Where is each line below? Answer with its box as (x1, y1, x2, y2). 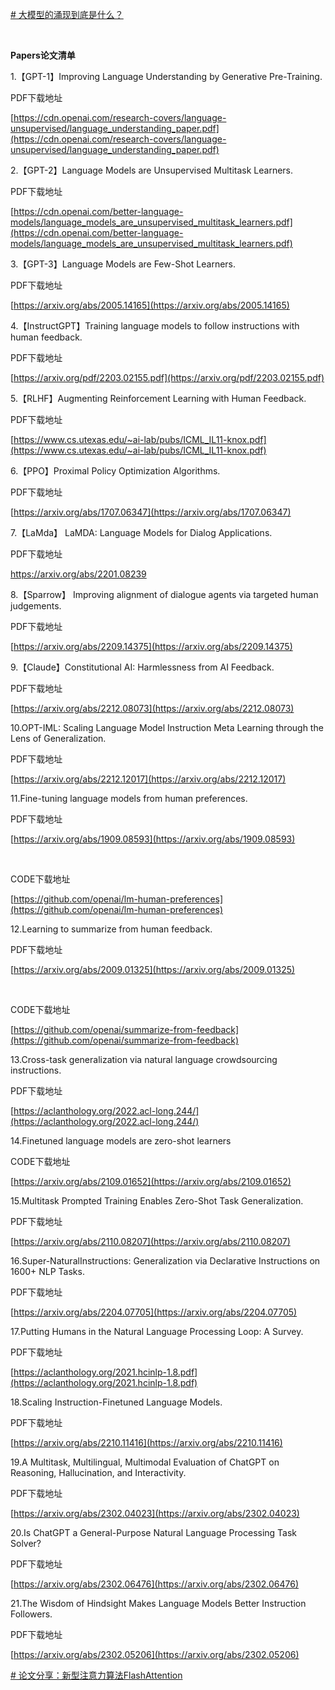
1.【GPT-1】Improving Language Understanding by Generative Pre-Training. (10, 71, 323, 82)
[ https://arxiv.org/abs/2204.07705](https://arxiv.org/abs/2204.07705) (10, 1306, 298, 1318)
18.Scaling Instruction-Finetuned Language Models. (10, 1396, 223, 1408)
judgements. (10, 600, 62, 612)
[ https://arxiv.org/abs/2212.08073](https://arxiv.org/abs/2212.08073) (10, 703, 295, 714)
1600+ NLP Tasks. (10, 1266, 85, 1277)
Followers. (10, 1608, 53, 1620)
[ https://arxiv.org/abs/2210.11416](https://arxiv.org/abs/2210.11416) (10, 1437, 283, 1448)
